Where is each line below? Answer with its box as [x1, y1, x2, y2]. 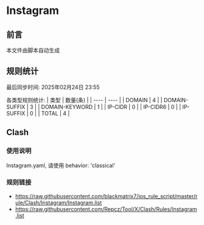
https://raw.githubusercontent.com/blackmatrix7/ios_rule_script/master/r [15, 192, 198, 199]
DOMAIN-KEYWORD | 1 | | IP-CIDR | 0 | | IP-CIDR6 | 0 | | [41, 103, 181, 110]
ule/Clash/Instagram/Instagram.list [15, 199, 102, 206]
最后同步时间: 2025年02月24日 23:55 [6, 83, 100, 91]
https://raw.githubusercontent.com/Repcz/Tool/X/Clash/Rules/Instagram [15, 205, 197, 213]
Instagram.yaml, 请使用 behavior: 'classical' [6, 162, 116, 169]
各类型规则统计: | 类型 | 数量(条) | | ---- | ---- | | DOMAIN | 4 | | [6, 96, 163, 103]
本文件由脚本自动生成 [6, 47, 60, 54]
